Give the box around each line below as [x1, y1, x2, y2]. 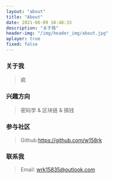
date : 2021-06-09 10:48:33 [6, 19, 72, 25]
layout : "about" [6, 8, 46, 15]
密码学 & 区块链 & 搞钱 [20, 107, 74, 114]
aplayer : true [6, 36, 41, 42]
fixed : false [6, 42, 38, 48]
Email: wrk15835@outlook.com [20, 166, 95, 173]
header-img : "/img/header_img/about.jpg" [6, 31, 109, 36]
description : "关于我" [6, 25, 59, 31]
